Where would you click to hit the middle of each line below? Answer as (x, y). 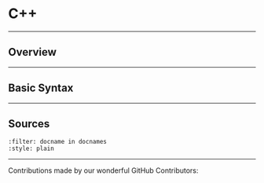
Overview (33, 52)
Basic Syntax (41, 88)
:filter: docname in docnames (58, 142)
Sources (29, 124)
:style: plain (31, 149)
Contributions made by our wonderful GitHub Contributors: (103, 170)
